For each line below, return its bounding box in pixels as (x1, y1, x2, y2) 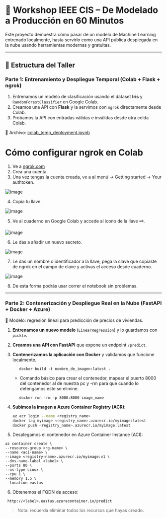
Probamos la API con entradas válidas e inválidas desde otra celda (12, 114, 149, 121)
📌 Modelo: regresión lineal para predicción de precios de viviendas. (5, 317, 143, 323)
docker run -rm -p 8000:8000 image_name (19, 395, 104, 400)
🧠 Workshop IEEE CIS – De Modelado (5, 4, 158, 16)
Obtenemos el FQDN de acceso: (12, 489, 79, 495)
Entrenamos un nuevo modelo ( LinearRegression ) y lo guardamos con (12, 327, 158, 333)
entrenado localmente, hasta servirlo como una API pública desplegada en (5, 37, 158, 43)
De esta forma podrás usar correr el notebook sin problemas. (12, 283, 138, 289)
